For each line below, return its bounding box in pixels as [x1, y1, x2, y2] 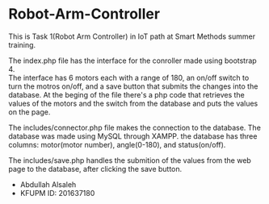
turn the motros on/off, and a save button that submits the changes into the [8, 81, 258, 91]
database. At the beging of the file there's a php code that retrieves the [8, 90, 245, 99]
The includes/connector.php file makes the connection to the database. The [8, 123, 261, 132]
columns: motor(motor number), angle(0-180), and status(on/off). [8, 139, 226, 149]
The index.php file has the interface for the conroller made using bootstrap [8, 56, 257, 65]
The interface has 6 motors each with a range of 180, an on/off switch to [8, 73, 250, 82]
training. [8, 40, 36, 49]
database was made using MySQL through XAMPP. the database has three [8, 131, 258, 141]
